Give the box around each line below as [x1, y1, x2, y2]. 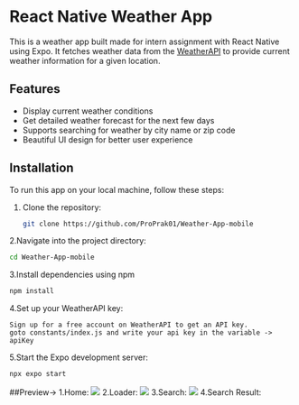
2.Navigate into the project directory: [9, 235, 146, 246]
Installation [9, 161, 74, 176]
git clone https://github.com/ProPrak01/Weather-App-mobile [22, 219, 254, 228]
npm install [9, 287, 54, 296]
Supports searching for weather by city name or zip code [22, 124, 236, 135]
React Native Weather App [9, 6, 213, 27]
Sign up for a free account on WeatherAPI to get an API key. [9, 320, 248, 330]
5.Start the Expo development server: [9, 352, 149, 363]
